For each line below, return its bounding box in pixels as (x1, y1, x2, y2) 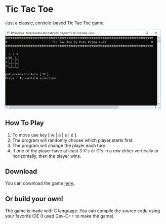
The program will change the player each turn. (12, 142, 107, 148)
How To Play (5, 119, 44, 127)
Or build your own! (5, 194, 63, 203)
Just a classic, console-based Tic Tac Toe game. (5, 20, 105, 26)
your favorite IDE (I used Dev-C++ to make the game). (5, 213, 115, 219)
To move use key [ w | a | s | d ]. (12, 132, 78, 138)
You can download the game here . (5, 180, 75, 186)
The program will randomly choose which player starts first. (12, 137, 134, 143)
